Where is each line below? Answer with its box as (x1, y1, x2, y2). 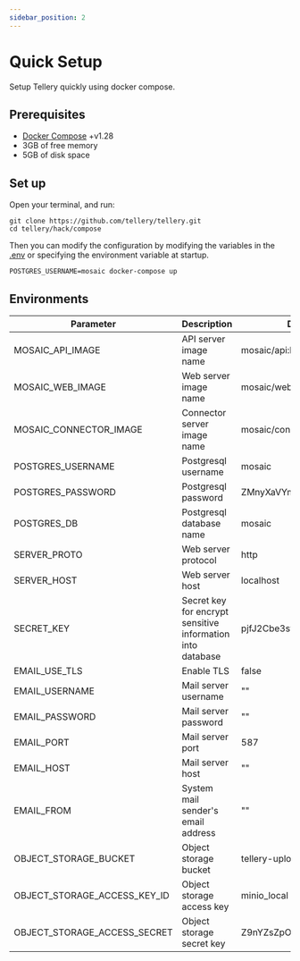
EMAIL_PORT (13, 737, 70, 748)
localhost (240, 574, 279, 586)
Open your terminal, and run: (9, 199, 115, 210)
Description (181, 318, 233, 330)
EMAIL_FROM (13, 805, 71, 816)
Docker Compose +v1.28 (21, 131, 114, 141)
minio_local (240, 889, 288, 901)
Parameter (70, 318, 116, 330)
